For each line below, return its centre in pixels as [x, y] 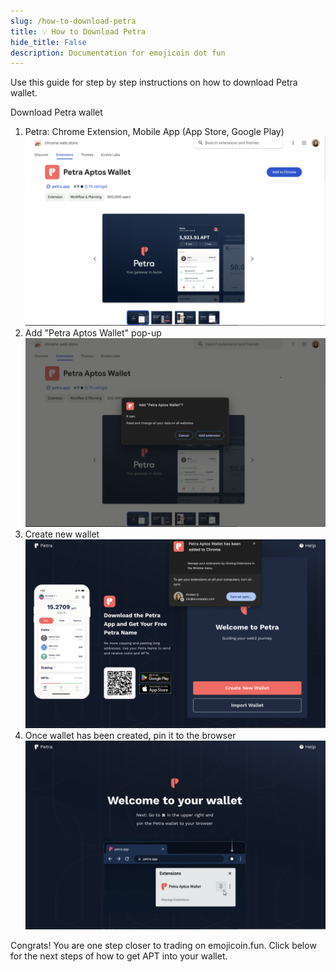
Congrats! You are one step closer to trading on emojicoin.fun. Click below [163, 946]
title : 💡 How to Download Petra [78, 31]
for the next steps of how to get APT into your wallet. [119, 956]
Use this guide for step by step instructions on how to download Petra [154, 82]
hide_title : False [48, 42]
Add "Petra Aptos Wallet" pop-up [93, 333]
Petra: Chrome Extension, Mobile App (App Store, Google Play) [154, 132]
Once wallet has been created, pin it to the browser [130, 736]
